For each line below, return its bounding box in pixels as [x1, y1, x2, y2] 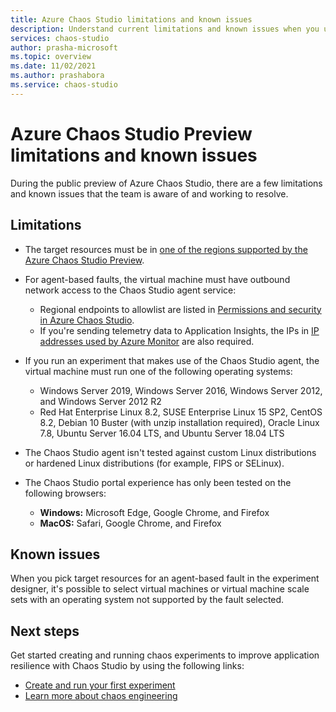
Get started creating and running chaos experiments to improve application [10, 649, 320, 661]
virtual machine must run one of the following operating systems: [24, 365, 293, 377]
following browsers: [24, 487, 107, 499]
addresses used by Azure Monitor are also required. [39, 335, 255, 347]
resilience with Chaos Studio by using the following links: [10, 660, 245, 672]
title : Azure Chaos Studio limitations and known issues [10, 14, 253, 25]
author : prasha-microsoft [10, 42, 118, 53]
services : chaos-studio [10, 33, 110, 43]
